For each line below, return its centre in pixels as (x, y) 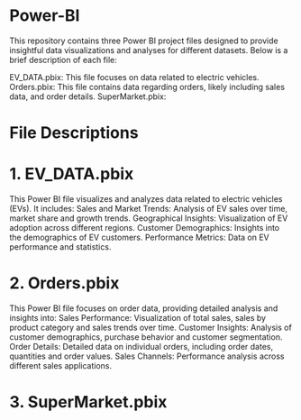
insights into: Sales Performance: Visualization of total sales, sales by (138, 318)
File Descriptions (74, 133)
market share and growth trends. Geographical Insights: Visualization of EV (149, 218)
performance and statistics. (60, 247)
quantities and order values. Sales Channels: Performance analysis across (147, 356)
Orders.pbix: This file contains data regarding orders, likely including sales (147, 87)
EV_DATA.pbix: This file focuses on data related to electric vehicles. (134, 77)
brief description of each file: (63, 59)
